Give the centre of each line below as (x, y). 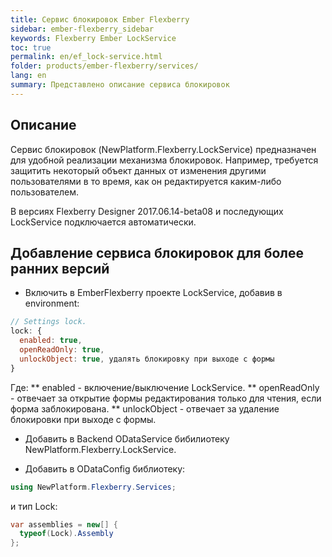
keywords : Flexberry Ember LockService (93, 38)
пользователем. (45, 192)
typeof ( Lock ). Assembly (66, 534)
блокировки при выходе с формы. (83, 419)
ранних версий (60, 268)
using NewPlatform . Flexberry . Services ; (93, 487)
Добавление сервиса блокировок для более (157, 252)
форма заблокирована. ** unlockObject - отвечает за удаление (145, 408)
